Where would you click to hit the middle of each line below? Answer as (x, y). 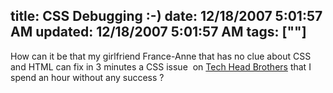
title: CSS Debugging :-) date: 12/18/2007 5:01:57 (166, 16)
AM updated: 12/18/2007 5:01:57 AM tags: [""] (158, 32)
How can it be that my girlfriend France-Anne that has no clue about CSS (161, 56)
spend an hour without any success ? (87, 77)
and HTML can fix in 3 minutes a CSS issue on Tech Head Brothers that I (161, 66)
